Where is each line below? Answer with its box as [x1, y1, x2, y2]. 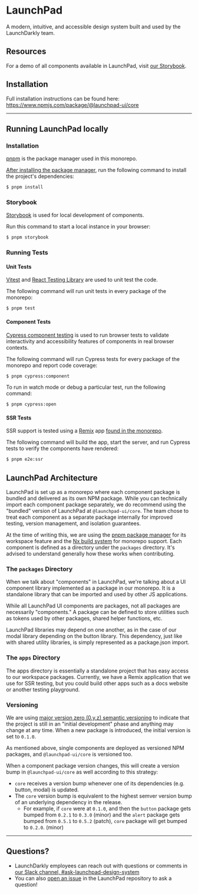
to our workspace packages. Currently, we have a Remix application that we [6, 673, 191, 680]
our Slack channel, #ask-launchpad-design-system [14, 868, 140, 875]
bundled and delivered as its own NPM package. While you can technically [6, 495, 187, 502]
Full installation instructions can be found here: [6, 95, 120, 102]
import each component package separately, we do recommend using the [6, 501, 186, 508]
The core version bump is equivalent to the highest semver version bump [14, 792, 192, 799]
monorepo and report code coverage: [6, 362, 98, 369]
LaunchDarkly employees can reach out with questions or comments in [14, 862, 187, 869]
